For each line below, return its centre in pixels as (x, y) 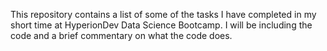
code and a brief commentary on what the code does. (121, 35)
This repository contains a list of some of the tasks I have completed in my (163, 14)
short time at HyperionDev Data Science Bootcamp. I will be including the (161, 25)
